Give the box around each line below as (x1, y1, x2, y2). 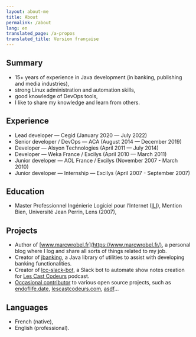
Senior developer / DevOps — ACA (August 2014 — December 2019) (14, 138, 182, 145)
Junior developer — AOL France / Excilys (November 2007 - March (14, 157, 178, 164)
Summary (6, 58, 43, 68)
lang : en (6, 25, 28, 31)
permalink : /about (6, 20, 51, 25)
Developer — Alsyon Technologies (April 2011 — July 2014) (14, 144, 159, 151)
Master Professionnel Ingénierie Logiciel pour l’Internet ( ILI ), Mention (14, 202, 182, 209)
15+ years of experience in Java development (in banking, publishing (14, 73, 182, 80)
